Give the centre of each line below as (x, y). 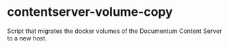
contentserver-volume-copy (90, 12)
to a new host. (27, 38)
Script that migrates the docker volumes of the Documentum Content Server (114, 31)
